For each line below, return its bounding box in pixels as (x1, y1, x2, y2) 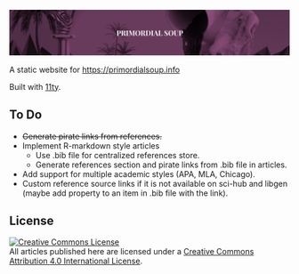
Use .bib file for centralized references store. (35, 149, 200, 160)
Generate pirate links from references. (21, 131, 163, 141)
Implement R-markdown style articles (21, 140, 160, 151)
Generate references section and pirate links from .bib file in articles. (35, 159, 287, 170)
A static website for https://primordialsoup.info (9, 64, 181, 75)
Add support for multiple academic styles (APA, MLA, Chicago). (21, 168, 255, 179)
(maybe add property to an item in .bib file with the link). (21, 188, 229, 198)
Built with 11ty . (9, 81, 61, 92)
